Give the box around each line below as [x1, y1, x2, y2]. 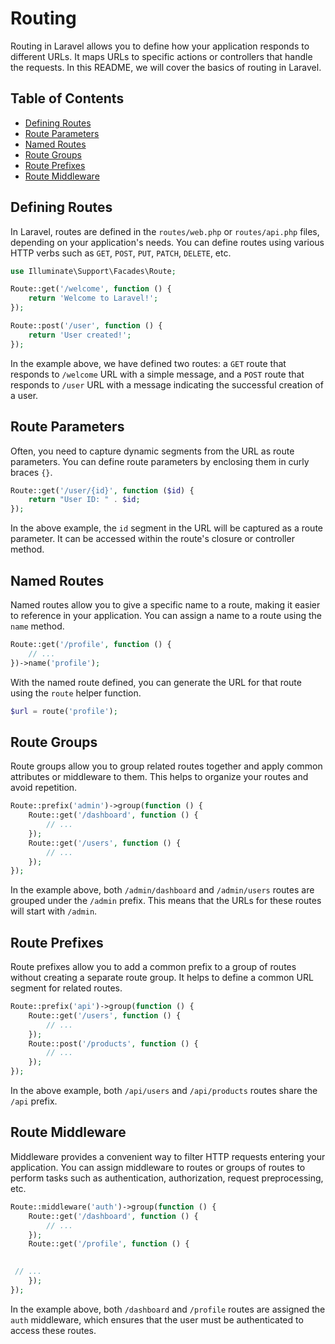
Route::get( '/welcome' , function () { [10, 284, 172, 294]
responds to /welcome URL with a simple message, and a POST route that [10, 368, 305, 380]
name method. [10, 620, 65, 632]
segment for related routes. [10, 982, 123, 994]
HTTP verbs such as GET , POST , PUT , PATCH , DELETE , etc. [10, 247, 232, 259]
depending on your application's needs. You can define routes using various [10, 236, 325, 248]
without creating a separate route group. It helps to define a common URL [10, 972, 314, 984]
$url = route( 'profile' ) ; [10, 706, 118, 716]
